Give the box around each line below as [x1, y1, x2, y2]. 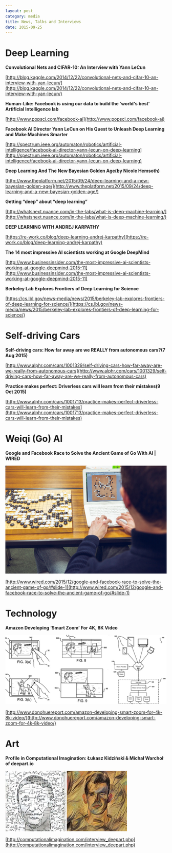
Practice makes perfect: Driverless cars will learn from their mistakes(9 [5, 383, 161, 390]
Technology [5, 608, 57, 619]
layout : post [5, 8, 33, 13]
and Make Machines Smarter [5, 132, 68, 138]
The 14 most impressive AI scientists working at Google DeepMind [5, 249, 149, 255]
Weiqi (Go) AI [5, 433, 63, 444]
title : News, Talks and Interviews [5, 19, 81, 24]
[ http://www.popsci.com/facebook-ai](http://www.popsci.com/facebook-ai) [5, 116, 165, 122]
